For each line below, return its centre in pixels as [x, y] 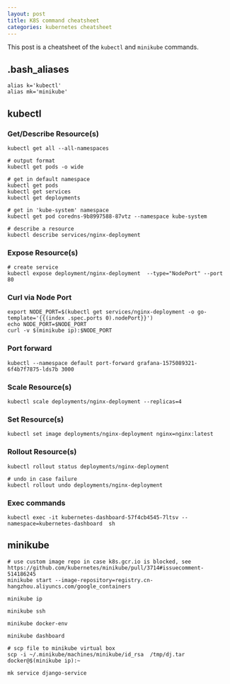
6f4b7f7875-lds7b [33, 369]
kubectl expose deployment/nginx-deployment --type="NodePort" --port [115, 274]
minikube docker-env [38, 623]
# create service [33, 267]
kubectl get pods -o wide [45, 167]
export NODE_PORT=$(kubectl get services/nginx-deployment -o [101, 312]
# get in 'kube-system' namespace [58, 210]
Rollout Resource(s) [42, 452]
